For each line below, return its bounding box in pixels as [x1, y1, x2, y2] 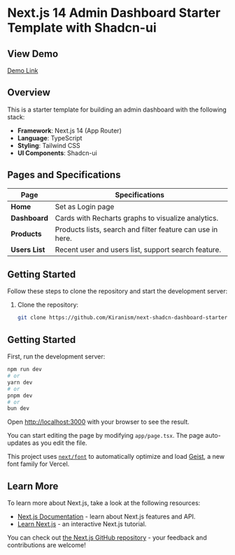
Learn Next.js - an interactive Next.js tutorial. [17, 520, 147, 528]
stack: [7, 112, 25, 121]
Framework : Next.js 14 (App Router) [17, 126, 122, 135]
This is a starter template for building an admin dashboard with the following [7, 105, 227, 114]
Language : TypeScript [17, 133, 83, 142]
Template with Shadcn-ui [7, 20, 157, 36]
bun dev [7, 405, 30, 412]
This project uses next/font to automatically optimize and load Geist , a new [7, 453, 225, 461]
